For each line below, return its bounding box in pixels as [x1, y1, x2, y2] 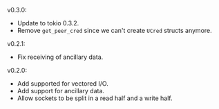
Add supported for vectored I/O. [17, 80, 108, 88]
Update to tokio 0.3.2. [17, 19, 79, 27]
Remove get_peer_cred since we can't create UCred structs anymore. [17, 27, 212, 34]
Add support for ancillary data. [17, 87, 105, 95]
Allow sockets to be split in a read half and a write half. [17, 94, 173, 102]
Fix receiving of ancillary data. [17, 53, 104, 61]
